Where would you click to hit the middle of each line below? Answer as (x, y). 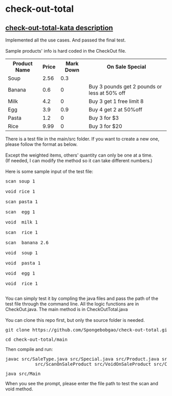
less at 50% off (107, 93)
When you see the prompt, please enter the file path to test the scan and (82, 383)
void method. (19, 389)
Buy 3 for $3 (104, 118)
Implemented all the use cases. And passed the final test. (66, 40)
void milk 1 (22, 222)
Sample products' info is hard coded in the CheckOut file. (66, 51)
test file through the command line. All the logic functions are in (72, 304)
